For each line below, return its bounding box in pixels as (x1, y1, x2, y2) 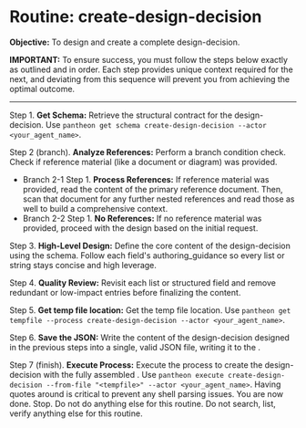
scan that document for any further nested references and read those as (22, 193, 295, 204)
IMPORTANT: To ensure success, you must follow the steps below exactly (9, 54, 289, 65)
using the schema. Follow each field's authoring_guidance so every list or (9, 249, 285, 261)
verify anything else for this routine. (9, 408, 143, 419)
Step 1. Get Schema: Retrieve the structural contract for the (9, 110, 233, 120)
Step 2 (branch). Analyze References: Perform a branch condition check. (9, 146, 287, 157)
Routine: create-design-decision (9, 6, 262, 27)
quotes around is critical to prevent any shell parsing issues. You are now (9, 388, 284, 399)
